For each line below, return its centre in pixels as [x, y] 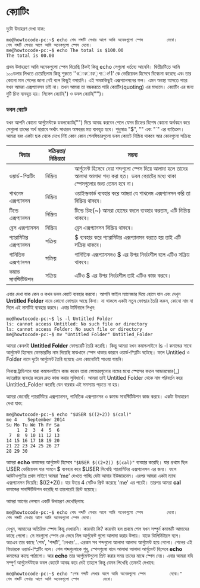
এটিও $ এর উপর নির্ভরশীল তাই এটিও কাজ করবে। [123, 276]
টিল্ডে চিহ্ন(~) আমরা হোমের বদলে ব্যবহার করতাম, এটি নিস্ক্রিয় [132, 211]
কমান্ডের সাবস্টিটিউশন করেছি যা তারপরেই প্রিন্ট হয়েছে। [52, 489]
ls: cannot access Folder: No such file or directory [74, 330]
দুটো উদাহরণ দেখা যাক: [26, 28]
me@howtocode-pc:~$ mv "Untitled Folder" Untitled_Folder [79, 335]
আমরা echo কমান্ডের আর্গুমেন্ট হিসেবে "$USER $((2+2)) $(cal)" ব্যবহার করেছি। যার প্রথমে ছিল [97, 462]
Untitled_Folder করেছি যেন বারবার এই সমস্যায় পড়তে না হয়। [63, 385]
